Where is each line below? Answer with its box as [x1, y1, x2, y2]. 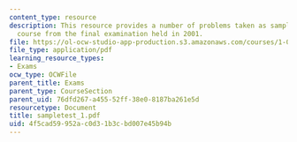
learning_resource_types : [9, 54, 104, 63]
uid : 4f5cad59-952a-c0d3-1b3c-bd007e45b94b [9, 120, 172, 129]
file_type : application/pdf [9, 46, 113, 55]
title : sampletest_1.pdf [9, 111, 101, 120]
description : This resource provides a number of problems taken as [9, 21, 267, 30]
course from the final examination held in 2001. [17, 29, 203, 38]
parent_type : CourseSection [9, 86, 113, 95]
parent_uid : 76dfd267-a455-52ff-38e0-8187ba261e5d [9, 94, 200, 104]
